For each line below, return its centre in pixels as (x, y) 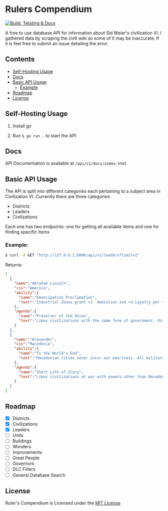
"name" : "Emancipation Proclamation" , (58, 297)
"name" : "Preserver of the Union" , (54, 316)
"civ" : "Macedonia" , (34, 344)
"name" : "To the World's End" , (50, 354)
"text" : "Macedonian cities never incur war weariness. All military (91, 358)
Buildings (22, 441)
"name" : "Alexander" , (35, 339)
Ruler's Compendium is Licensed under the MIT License (63, 503)
